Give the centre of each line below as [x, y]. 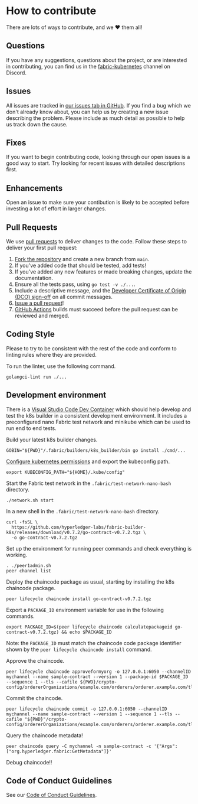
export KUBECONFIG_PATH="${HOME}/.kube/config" [66, 472]
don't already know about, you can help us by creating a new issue [88, 112]
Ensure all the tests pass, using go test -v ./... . [75, 284]
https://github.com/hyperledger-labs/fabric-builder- [79, 527]
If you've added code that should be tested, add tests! [80, 265]
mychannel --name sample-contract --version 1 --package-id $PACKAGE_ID [97, 677]
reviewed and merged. [42, 315]
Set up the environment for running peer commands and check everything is [99, 548]
